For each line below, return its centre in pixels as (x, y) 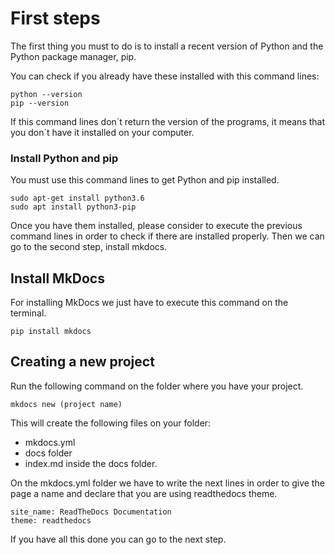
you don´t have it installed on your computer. (102, 132)
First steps (55, 18)
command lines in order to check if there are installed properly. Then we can (167, 236)
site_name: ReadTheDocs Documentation (91, 512)
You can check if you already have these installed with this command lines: (165, 76)
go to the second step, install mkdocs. (89, 247)
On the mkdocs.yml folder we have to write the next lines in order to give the (167, 483)
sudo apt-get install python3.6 (77, 198)
